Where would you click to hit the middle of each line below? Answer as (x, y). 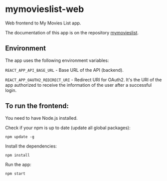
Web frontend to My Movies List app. (43, 23)
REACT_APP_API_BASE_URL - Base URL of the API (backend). (64, 70)
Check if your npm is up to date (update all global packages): (68, 128)
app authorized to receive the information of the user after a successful (79, 85)
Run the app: (18, 164)
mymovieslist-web (45, 9)
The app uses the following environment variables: (57, 60)
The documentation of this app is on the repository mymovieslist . (72, 32)
